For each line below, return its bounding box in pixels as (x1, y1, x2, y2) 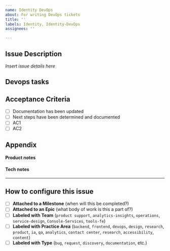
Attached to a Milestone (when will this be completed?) (12, 201, 129, 207)
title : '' (5, 17, 26, 22)
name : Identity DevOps (5, 7, 53, 13)
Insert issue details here (5, 63, 56, 69)
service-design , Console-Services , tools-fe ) (12, 218, 106, 224)
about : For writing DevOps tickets (5, 12, 80, 17)
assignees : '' (5, 26, 35, 31)
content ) (12, 234, 31, 240)
